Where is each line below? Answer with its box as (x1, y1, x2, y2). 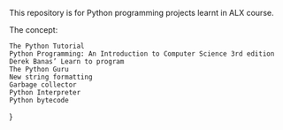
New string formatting (9, 73, 93, 81)
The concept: (9, 25, 58, 34)
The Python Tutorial (9, 42, 86, 50)
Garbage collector (9, 80, 77, 89)
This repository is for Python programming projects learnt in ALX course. (9, 8, 274, 18)
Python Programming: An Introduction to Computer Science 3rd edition (9, 50, 275, 58)
